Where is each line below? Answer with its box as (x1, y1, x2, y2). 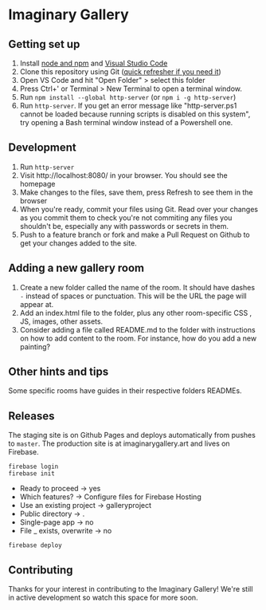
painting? (19, 341, 51, 352)
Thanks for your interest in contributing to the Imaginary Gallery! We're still (8, 584, 253, 594)
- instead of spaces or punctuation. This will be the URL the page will (19, 291, 247, 301)
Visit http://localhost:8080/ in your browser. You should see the (19, 170, 229, 180)
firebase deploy (8, 541, 62, 549)
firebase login (8, 462, 59, 471)
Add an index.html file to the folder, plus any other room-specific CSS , (19, 308, 252, 317)
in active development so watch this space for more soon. (8, 592, 198, 603)
